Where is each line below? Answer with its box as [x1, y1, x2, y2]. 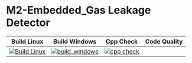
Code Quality [145, 37, 183, 45]
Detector [6, 16, 50, 29]
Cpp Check [105, 37, 138, 45]
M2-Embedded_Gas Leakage [6, 4, 151, 17]
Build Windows [53, 37, 97, 45]
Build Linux [11, 37, 44, 45]
